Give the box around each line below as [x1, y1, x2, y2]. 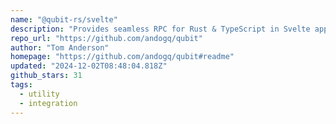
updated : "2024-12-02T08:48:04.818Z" [10, 61, 168, 71]
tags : [10, 80, 33, 90]
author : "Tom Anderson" [10, 42, 110, 53]
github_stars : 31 [10, 71, 83, 81]
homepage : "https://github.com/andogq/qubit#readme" [10, 52, 235, 62]
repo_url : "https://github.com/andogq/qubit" [10, 33, 203, 43]
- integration [19, 98, 78, 108]
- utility [19, 89, 60, 99]
